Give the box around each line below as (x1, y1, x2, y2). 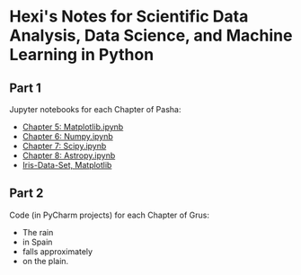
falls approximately (22, 245, 93, 257)
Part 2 (9, 186, 44, 201)
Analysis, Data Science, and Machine (9, 25, 293, 46)
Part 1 (9, 80, 42, 95)
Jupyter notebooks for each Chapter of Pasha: (9, 104, 181, 114)
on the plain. (22, 255, 69, 266)
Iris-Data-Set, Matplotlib (22, 160, 112, 170)
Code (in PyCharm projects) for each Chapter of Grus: (9, 209, 209, 220)
